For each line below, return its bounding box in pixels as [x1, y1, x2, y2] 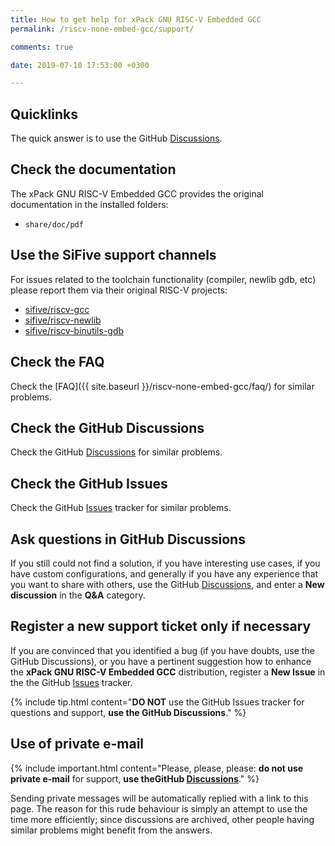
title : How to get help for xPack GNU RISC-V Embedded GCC [10, 14, 262, 25]
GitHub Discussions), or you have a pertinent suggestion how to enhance [10, 655, 312, 667]
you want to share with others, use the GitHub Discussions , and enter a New [10, 578, 325, 590]
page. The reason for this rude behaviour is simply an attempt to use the [10, 802, 308, 815]
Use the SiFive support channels [10, 247, 217, 264]
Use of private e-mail [10, 736, 145, 753]
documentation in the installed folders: [10, 198, 169, 210]
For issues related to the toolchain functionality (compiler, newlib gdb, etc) [10, 273, 317, 285]
